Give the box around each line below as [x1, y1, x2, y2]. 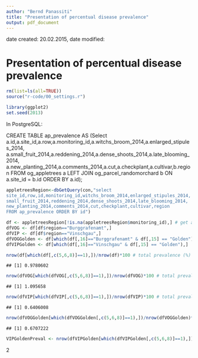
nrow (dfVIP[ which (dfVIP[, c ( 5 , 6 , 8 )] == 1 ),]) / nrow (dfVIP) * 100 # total [6, 294, 176, 300]
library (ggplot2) [6, 104, 49, 111]
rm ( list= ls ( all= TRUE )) [6, 88, 62, 94]
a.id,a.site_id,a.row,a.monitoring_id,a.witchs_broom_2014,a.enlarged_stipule [6, 138, 190, 145]
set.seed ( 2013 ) [6, 110, 44, 115]
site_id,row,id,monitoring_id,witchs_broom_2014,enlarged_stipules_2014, [6, 193, 192, 198]
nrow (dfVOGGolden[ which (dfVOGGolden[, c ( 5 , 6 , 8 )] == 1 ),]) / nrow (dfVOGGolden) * [6, 315, 194, 321]
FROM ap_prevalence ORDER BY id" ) [6, 209, 91, 215]
